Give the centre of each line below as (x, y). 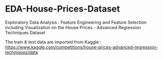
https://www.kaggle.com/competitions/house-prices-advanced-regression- (81, 47)
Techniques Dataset (25, 32)
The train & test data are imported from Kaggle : (53, 42)
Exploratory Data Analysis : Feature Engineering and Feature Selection (76, 22)
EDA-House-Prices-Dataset (63, 9)
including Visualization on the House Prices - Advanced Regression (73, 27)
